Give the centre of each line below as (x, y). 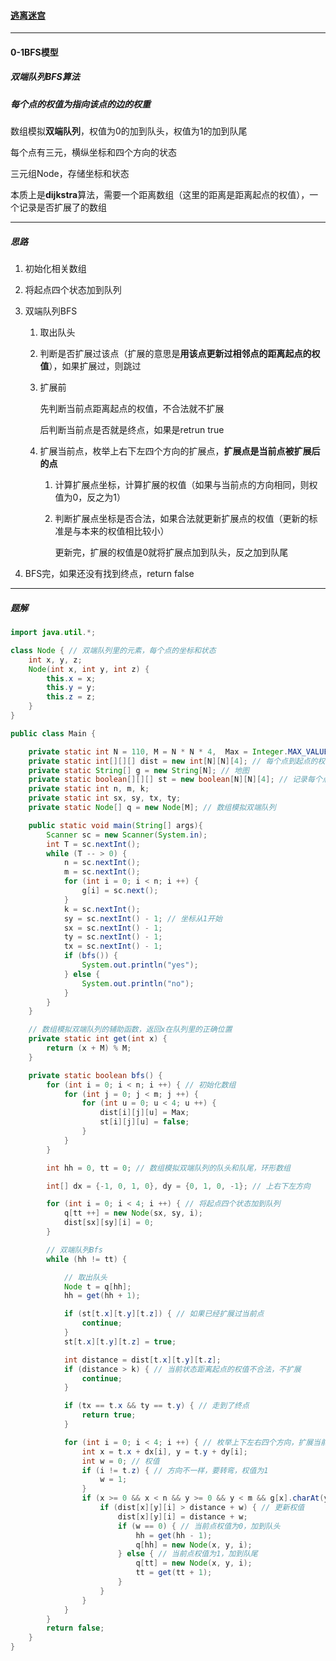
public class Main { (53, 733)
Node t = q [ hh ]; (97, 1286)
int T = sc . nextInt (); (93, 844)
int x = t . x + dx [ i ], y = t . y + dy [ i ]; (164, 1451)
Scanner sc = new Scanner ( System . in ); (127, 835)
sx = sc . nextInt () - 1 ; (113, 928)
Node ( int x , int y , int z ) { (89, 669)
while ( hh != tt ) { (87, 1259)
